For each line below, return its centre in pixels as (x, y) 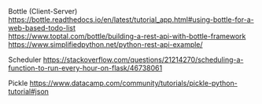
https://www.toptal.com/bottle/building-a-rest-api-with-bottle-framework (127, 36)
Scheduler (25, 59)
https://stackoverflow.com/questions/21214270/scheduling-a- (143, 59)
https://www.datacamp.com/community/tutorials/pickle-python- (133, 83)
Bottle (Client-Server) (43, 11)
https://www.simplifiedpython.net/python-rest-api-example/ (105, 45)
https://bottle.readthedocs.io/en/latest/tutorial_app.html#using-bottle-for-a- (131, 20)
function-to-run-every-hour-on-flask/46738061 (85, 68)
